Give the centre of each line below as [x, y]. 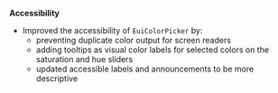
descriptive [57, 79]
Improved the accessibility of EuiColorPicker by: [112, 30]
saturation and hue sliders [84, 59]
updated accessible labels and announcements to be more [145, 69]
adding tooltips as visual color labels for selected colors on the [152, 50]
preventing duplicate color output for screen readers [134, 40]
